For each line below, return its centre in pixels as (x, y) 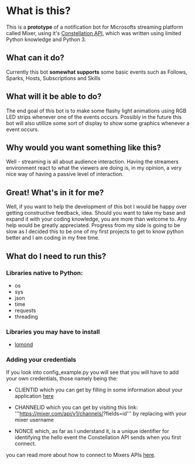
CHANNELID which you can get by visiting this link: (76, 407)
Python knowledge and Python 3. (46, 39)
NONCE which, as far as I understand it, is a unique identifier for (92, 431)
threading (26, 317)
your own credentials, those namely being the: (62, 379)
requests (25, 310)
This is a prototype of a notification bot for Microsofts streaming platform (95, 27)
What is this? (39, 11)
